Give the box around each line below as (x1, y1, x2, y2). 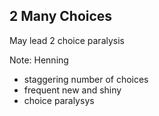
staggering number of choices (23, 73, 149, 85)
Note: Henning (9, 54, 69, 66)
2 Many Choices (9, 8, 113, 25)
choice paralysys (23, 94, 95, 106)
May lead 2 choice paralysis (9, 34, 126, 46)
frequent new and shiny (23, 84, 122, 96)
